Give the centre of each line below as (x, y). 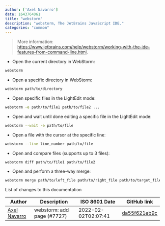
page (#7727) (51, 216)
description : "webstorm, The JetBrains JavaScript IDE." (65, 23)
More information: (35, 42)
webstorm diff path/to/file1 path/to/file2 (50, 162)
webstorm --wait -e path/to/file (39, 125)
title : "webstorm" (24, 19)
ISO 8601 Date (98, 202)
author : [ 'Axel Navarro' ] (31, 10)
